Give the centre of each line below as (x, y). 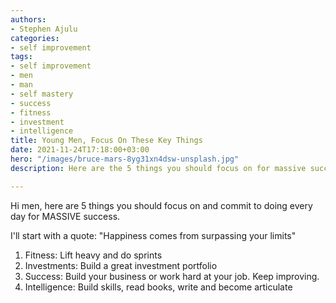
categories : (35, 38)
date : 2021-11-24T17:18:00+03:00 (80, 150)
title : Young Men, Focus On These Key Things (106, 141)
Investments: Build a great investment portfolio (121, 265)
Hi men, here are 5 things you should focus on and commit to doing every (161, 205)
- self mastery (42, 94)
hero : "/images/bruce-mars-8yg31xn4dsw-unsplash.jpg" (125, 159)
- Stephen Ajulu (44, 29)
